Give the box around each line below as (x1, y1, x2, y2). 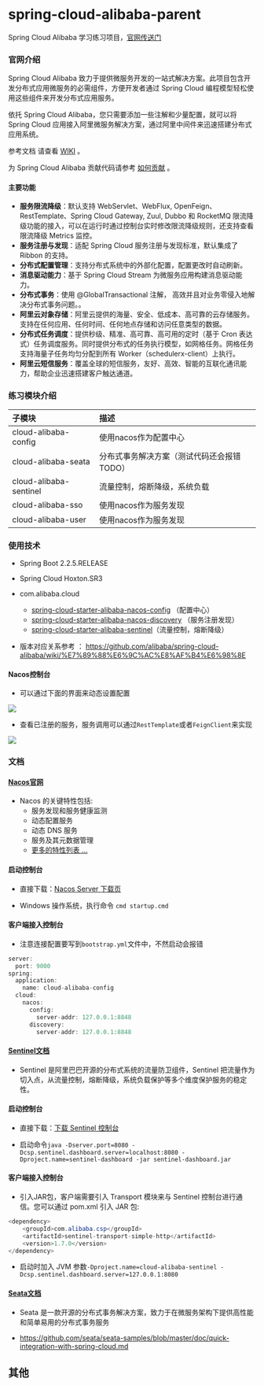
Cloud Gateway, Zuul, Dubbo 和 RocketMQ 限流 (93, 211, 247, 221)
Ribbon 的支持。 (19, 250, 72, 261)
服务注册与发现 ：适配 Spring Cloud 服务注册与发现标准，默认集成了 (19, 241, 238, 250)
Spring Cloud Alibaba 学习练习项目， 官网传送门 (8, 32, 162, 42)
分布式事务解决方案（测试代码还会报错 (99, 450, 241, 461)
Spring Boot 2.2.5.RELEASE (19, 559, 108, 568)
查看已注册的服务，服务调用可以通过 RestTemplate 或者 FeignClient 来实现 (19, 720, 253, 730)
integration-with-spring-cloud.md (19, 1341, 129, 1351)
